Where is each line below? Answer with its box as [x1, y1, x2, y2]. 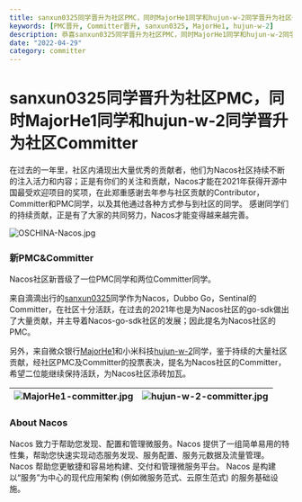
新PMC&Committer [9, 251, 94, 264]
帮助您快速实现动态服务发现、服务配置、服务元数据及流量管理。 [32, 449, 270, 460]
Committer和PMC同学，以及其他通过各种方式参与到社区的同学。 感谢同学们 [9, 199, 289, 210]
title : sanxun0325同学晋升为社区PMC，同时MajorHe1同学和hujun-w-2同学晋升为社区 [9, 13, 292, 22]
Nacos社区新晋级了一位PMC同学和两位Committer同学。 [9, 273, 216, 284]
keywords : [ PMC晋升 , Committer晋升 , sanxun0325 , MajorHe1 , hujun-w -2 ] [9, 22, 274, 31]
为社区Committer [9, 133, 138, 154]
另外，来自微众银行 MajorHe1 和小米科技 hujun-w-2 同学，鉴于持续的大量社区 [9, 345, 288, 356]
